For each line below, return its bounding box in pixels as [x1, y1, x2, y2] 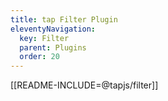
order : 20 [19, 52, 60, 62]
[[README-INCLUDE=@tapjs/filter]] [10, 79, 159, 91]
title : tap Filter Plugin [10, 14, 118, 25]
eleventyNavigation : [10, 24, 97, 34]
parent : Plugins [19, 42, 87, 53]
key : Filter [19, 33, 70, 43]
